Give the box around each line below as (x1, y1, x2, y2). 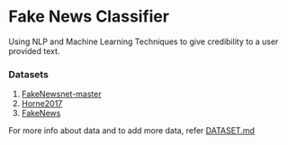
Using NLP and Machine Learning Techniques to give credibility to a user (8, 36, 279, 47)
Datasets (8, 68, 49, 80)
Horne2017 (21, 98, 63, 109)
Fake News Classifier (8, 6, 170, 27)
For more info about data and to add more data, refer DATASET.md (8, 125, 256, 136)
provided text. (8, 45, 60, 56)
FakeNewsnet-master (21, 88, 102, 100)
